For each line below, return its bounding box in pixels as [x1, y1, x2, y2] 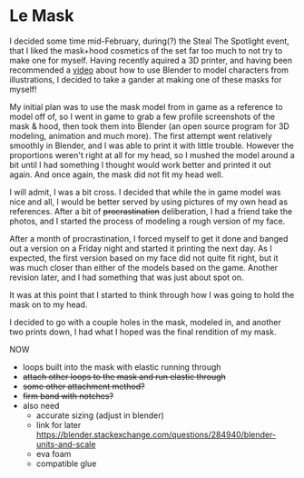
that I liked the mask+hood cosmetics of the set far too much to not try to [9, 45, 283, 55]
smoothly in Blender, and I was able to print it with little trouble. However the [9, 140, 295, 151]
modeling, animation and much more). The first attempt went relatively [9, 130, 272, 141]
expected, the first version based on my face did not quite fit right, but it [9, 252, 279, 264]
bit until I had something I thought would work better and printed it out [9, 159, 271, 170]
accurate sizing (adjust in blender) [35, 410, 165, 421]
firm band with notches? [22, 390, 114, 401]
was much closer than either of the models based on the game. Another [9, 262, 279, 273]
